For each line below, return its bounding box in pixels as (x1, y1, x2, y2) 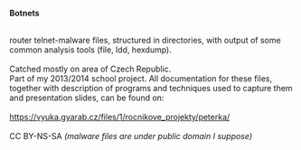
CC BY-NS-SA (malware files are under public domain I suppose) (9, 131, 253, 141)
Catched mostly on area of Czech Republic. (9, 63, 172, 74)
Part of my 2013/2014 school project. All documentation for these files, (9, 73, 273, 84)
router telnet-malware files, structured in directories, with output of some (9, 35, 282, 45)
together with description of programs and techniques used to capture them (9, 83, 293, 93)
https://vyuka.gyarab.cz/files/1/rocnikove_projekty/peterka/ (9, 112, 230, 122)
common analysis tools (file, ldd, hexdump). (9, 44, 172, 55)
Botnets (9, 8, 40, 18)
